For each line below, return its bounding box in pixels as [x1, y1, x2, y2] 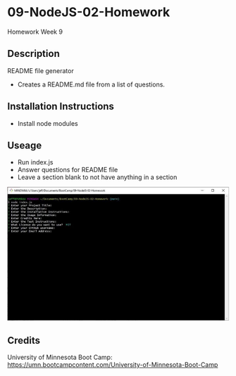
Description [7, 48, 60, 60]
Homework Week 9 [7, 27, 63, 36]
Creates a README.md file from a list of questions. [17, 80, 166, 89]
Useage [7, 139, 42, 151]
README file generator [7, 66, 74, 74]
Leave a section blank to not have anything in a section [17, 173, 178, 181]
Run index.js [17, 158, 54, 167]
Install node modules [17, 119, 79, 127]
